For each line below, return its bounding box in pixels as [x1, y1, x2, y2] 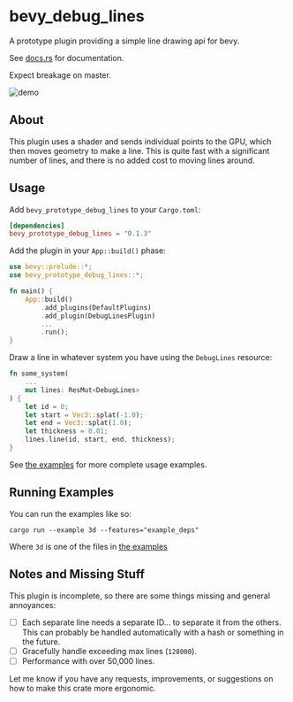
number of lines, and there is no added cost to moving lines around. [9, 155, 256, 166]
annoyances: [9, 599, 56, 610]
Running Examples [9, 485, 115, 500]
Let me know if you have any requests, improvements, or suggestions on [9, 673, 274, 683]
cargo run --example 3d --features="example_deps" [9, 525, 199, 535]
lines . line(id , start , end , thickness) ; [25, 436, 176, 444]
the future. [21, 636, 61, 647]
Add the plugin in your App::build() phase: [9, 245, 166, 256]
